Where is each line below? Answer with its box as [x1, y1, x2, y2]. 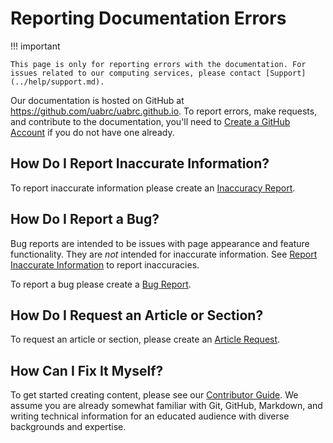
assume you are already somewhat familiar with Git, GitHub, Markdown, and [10, 400, 323, 412]
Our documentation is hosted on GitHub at [10, 94, 185, 106]
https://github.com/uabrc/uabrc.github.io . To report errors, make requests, [10, 105, 318, 117]
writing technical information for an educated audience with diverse [10, 410, 290, 422]
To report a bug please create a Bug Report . [10, 278, 192, 290]
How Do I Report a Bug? [10, 211, 160, 228]
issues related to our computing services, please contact [10, 68, 262, 78]
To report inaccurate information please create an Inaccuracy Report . [10, 182, 296, 194]
